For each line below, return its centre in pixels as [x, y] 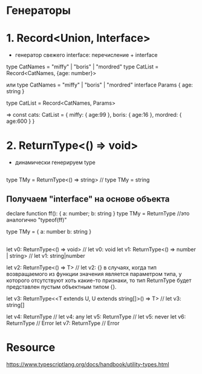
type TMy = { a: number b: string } [49, 232]
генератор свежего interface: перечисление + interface [86, 55]
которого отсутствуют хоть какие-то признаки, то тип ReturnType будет [99, 280]
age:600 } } [21, 121]
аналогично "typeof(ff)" [37, 220]
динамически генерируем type [55, 162]
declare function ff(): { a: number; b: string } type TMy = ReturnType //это [98, 214]
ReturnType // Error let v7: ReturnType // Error [63, 323]
